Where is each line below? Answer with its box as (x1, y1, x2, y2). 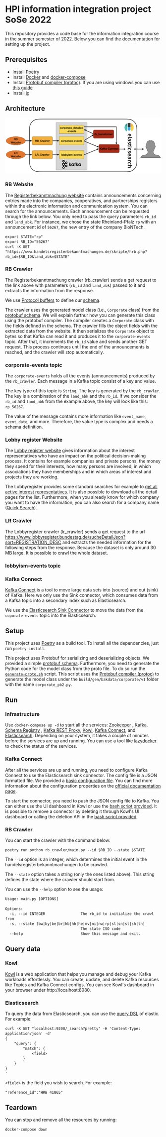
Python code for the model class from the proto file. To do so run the (5, 666, 145, 672)
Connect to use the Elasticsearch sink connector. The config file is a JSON (5, 772, 158, 778)
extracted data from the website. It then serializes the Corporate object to (5, 328, 155, 334)
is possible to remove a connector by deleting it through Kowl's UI (5, 808, 140, 814)
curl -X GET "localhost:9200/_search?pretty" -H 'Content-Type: (5, 1026, 141, 1031)
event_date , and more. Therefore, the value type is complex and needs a (5, 419, 153, 425)
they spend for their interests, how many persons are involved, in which (5, 463, 151, 469)
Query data (5, 945, 41, 953)
